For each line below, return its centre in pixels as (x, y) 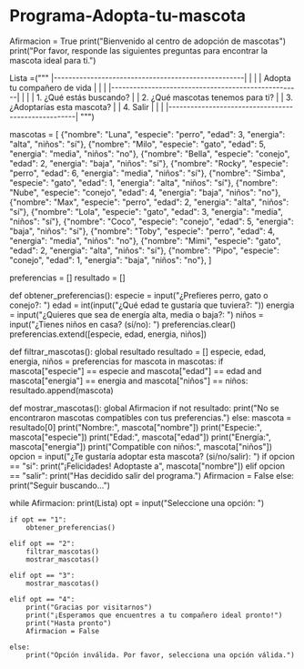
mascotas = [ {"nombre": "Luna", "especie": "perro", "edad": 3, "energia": (147, 134)
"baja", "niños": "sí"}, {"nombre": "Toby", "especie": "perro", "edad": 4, (142, 231)
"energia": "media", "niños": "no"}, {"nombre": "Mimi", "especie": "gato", (145, 240)
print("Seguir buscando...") (60, 485)
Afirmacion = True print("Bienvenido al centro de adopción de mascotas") (148, 41)
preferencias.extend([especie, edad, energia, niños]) (108, 334)
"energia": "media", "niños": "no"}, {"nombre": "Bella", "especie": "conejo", (150, 153)
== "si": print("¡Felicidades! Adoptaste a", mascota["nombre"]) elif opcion (147, 466)
